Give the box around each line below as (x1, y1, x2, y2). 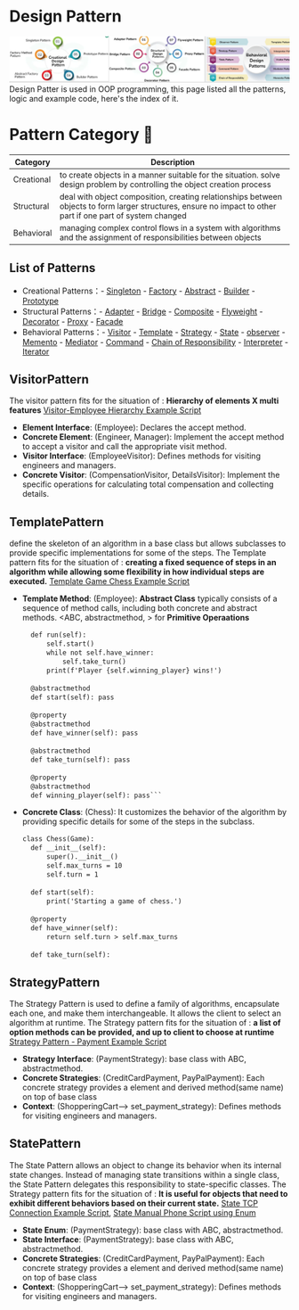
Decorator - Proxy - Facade (21, 316, 124, 326)
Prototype (21, 295, 60, 306)
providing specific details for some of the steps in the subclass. (21, 816, 255, 827)
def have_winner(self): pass (30, 729, 139, 737)
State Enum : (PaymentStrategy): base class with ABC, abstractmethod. (21, 1224, 284, 1235)
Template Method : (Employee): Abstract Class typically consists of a (21, 593, 278, 604)
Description (150, 156, 196, 167)
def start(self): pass (30, 693, 115, 702)
